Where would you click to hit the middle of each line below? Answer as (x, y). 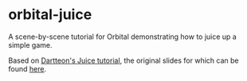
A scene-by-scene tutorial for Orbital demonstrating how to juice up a (122, 37)
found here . (27, 68)
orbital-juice (50, 15)
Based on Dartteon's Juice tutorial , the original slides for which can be (123, 60)
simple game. (31, 44)
